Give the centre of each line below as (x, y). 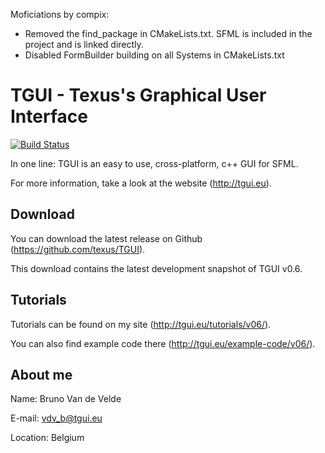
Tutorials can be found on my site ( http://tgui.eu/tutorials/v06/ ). (141, 324)
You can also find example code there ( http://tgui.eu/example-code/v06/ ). (163, 343)
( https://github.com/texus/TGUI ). (78, 249)
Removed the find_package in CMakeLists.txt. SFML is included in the (168, 33)
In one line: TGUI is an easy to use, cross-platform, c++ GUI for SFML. (154, 163)
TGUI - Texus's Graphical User (138, 95)
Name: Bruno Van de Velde (66, 399)
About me (41, 374)
